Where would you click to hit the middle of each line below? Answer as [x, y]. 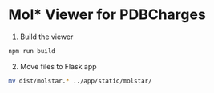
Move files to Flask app [59, 66]
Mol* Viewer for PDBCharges [107, 15]
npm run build [32, 51]
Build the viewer [46, 37]
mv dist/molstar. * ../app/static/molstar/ [80, 81]
